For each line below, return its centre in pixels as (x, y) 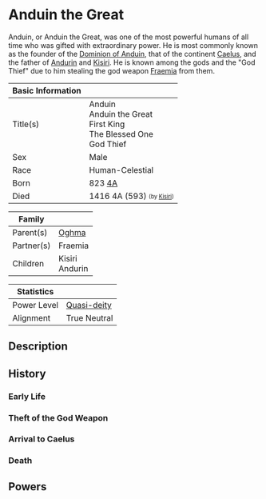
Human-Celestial (121, 170)
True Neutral (89, 317)
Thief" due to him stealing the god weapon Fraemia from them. (112, 70)
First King (107, 124)
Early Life (27, 396)
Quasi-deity (89, 305)
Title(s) (26, 124)
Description (38, 347)
